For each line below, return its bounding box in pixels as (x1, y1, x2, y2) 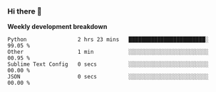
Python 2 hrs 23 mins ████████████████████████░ (7, 36, 209, 43)
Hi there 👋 (7, 6, 43, 16)
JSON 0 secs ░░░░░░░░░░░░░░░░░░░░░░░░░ (7, 74, 209, 81)
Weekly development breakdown (7, 23, 108, 31)
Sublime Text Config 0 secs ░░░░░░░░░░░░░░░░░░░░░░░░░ (7, 61, 209, 68)
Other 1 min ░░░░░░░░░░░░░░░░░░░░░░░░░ (7, 49, 209, 56)
